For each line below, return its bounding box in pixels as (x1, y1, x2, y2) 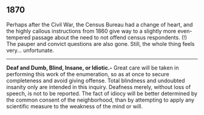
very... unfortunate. (6, 47, 55, 54)
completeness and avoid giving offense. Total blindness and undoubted (6, 77, 185, 84)
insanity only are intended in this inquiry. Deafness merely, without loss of (6, 83, 191, 90)
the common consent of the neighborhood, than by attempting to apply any (6, 96, 195, 103)
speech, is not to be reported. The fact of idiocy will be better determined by (6, 90, 198, 97)
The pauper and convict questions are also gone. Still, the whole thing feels (6, 40, 195, 47)
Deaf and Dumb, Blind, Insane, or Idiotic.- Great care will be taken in (6, 64, 179, 71)
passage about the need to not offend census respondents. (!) (32, 33, 187, 41)
